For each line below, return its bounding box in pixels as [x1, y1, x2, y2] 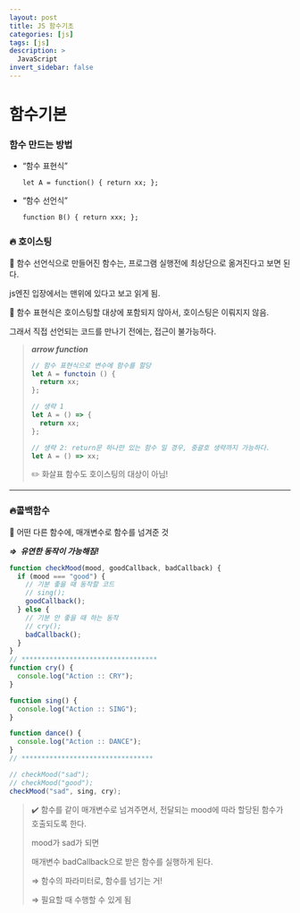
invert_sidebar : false [9, 64, 94, 73]
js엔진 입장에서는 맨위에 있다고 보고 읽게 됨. [9, 287, 161, 298]
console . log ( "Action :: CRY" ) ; [17, 672, 134, 681]
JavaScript [17, 55, 58, 64]
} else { [17, 605, 50, 614]
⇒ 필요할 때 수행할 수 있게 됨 [30, 894, 132, 905]
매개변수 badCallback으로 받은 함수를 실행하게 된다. [30, 856, 213, 866]
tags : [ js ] [9, 38, 50, 47]
